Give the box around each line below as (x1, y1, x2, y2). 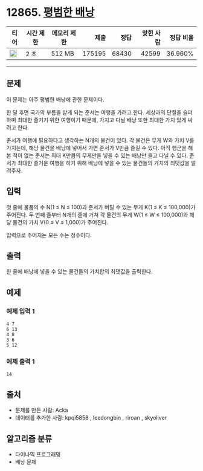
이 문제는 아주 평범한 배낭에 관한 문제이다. (6, 96, 105, 103)
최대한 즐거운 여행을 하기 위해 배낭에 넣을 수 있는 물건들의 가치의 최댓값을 (17, 159, 190, 166)
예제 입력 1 (6, 307, 35, 315)
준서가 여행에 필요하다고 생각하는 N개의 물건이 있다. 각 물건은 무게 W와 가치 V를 (6, 137, 195, 144)
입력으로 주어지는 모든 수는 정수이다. (6, 231, 92, 239)
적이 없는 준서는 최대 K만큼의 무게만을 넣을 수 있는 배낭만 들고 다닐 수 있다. (12, 152, 188, 159)
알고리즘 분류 (6, 434, 53, 444)
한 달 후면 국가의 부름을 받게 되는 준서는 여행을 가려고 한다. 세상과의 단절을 (6, 108, 182, 115)
